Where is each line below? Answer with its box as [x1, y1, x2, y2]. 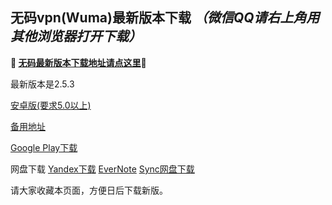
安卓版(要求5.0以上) [10, 99, 92, 111]
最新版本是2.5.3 [10, 78, 75, 90]
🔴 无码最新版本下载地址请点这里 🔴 [10, 56, 147, 68]
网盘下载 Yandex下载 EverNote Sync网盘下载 [10, 163, 195, 175]
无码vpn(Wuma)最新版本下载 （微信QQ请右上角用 [10, 9, 320, 27]
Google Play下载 [10, 141, 78, 153]
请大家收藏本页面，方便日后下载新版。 [10, 184, 168, 196]
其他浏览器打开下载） [10, 28, 142, 45]
